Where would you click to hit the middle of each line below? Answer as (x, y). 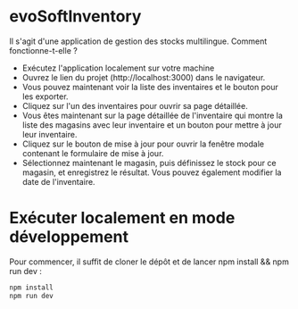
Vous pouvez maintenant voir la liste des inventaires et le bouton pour (150, 87)
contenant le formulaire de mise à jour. (93, 153)
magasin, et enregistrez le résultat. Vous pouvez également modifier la (152, 172)
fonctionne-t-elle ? (43, 50)
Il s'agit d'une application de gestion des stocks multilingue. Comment (138, 41)
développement (69, 237)
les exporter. (45, 96)
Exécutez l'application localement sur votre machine (118, 68)
